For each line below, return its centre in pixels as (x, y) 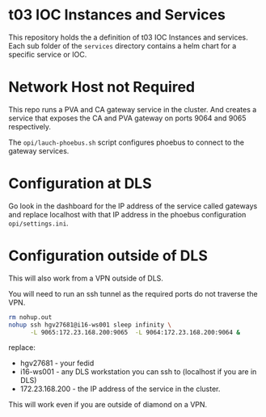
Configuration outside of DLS (108, 255)
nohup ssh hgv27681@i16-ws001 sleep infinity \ (90, 325)
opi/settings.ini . (38, 223)
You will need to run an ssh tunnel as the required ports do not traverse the (133, 293)
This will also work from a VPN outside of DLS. (86, 278)
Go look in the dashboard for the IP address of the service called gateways (133, 206)
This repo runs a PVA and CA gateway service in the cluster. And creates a (133, 109)
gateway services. (39, 150)
